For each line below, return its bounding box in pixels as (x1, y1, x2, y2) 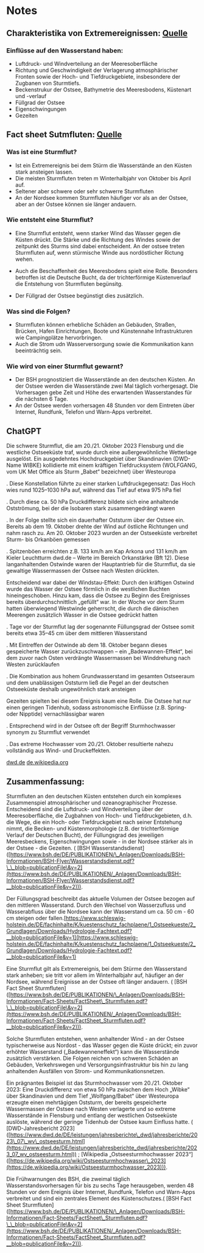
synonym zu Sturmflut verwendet (6, 729, 90, 736)
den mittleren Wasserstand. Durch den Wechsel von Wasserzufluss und (6, 901, 186, 909)
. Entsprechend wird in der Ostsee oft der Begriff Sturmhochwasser (6, 722, 175, 729)
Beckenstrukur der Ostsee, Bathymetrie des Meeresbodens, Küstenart (15, 86, 192, 93)
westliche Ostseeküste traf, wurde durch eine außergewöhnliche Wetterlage (6, 449, 197, 456)
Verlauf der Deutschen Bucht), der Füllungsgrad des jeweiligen (6, 831, 164, 839)
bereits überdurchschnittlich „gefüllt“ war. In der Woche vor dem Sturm (6, 598, 185, 606)
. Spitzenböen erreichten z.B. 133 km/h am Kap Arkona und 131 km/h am (6, 548, 188, 555)
